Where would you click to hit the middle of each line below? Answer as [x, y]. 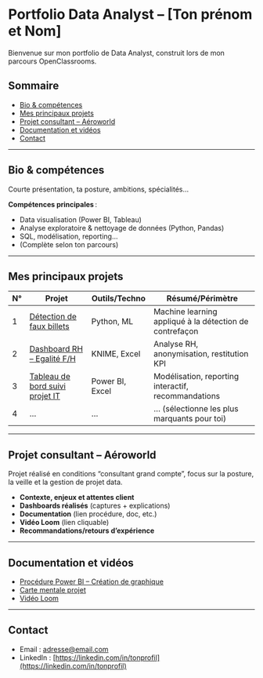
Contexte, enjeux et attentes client [77, 498]
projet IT [45, 396]
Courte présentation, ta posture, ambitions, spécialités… [99, 189]
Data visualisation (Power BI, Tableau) [81, 219]
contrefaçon [176, 331]
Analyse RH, [176, 344]
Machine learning [186, 312]
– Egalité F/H [52, 359]
